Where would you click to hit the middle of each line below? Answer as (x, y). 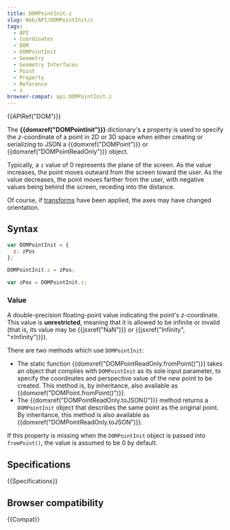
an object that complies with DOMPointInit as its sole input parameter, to (119, 371)
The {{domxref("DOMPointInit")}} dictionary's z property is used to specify (115, 129)
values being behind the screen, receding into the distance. (91, 187)
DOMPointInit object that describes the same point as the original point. (118, 407)
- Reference (31, 84)
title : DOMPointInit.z (39, 13)
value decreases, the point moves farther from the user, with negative (106, 179)
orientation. (23, 208)
